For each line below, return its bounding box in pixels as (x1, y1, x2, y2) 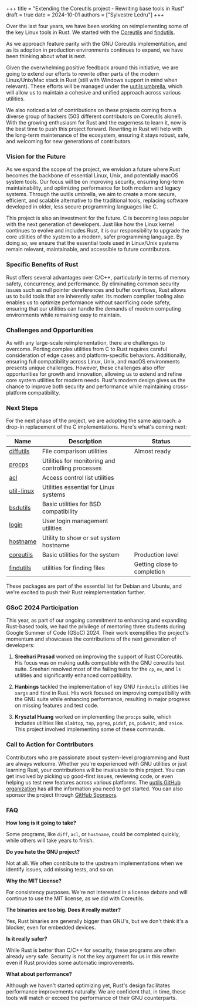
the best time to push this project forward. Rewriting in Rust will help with (6, 126, 183, 132)
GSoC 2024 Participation (6, 604, 79, 612)
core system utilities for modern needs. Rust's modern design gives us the (6, 376, 186, 383)
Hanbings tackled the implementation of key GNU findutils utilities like (14, 683, 189, 691)
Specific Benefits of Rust (6, 261, 79, 269)
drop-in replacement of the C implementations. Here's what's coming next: (6, 423, 187, 430)
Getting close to (134, 560, 178, 568)
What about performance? (6, 971, 72, 978)
